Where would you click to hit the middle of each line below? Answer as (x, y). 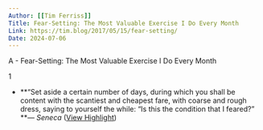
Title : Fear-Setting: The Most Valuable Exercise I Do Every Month (124, 23)
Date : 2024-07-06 (37, 38)
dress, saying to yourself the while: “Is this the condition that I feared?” (137, 109)
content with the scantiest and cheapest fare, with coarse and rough (133, 100)
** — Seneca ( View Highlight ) (68, 118)
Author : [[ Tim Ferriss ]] (50, 16)
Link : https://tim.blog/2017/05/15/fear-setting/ (93, 30)
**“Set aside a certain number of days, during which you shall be (127, 92)
